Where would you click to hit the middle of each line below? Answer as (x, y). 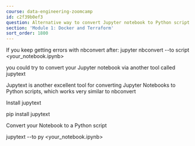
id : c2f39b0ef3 (25, 17)
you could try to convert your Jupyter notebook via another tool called (91, 67)
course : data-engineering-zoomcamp (49, 11)
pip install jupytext (28, 114)
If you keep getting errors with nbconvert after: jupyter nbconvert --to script (98, 50)
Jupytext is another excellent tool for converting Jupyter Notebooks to (91, 85)
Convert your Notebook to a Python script (57, 125)
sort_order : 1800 (27, 33)
